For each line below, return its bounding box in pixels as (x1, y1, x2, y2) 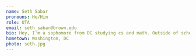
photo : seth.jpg (6, 41, 45, 47)
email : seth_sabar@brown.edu (6, 24, 77, 31)
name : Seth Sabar (6, 8, 48, 15)
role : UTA (6, 19, 30, 25)
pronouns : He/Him (6, 14, 48, 20)
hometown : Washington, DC (6, 36, 69, 41)
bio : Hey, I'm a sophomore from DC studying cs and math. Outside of (6, 30, 179, 36)
